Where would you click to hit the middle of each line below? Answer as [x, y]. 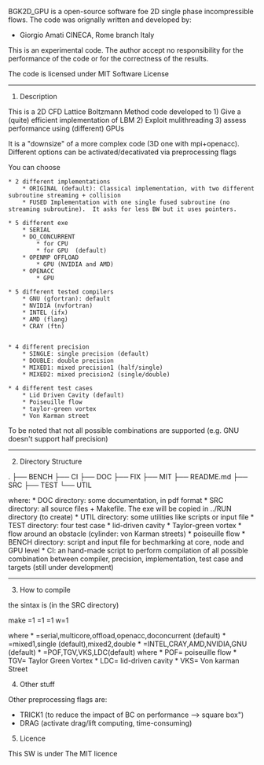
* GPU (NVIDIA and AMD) [75, 264]
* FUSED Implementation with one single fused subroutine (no [126, 202]
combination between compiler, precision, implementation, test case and [126, 559]
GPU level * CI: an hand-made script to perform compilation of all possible [128, 551]
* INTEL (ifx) [45, 312]
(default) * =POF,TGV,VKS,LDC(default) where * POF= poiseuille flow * [123, 652]
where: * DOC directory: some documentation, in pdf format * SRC [116, 500]
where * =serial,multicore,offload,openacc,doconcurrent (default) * [117, 636]
